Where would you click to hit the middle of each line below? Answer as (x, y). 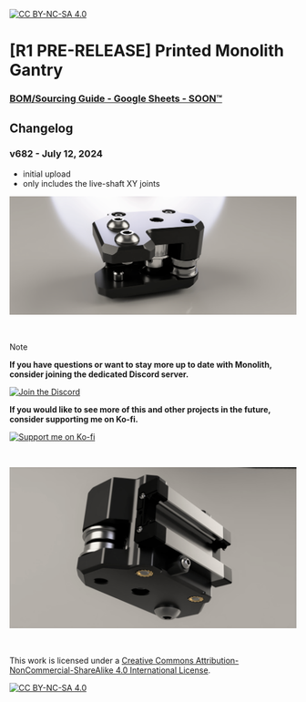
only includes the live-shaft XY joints (92, 183)
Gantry (36, 71)
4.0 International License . (163, 670)
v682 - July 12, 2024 (56, 154)
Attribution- (217, 661)
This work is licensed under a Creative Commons (102, 661)
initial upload (46, 174)
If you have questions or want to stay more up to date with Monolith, (141, 364)
